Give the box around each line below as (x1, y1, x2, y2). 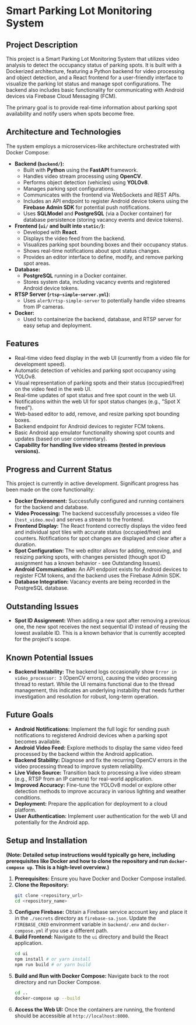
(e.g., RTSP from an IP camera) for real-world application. (14, 775, 153, 782)
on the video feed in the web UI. (14, 385, 92, 393)
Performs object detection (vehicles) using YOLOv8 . (23, 178, 149, 185)
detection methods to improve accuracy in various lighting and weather (14, 787, 186, 794)
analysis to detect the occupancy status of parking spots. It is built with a (6, 61, 182, 68)
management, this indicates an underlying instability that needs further (14, 687, 185, 694)
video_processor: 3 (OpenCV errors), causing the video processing (14, 675, 177, 682)
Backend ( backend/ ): (14, 160, 64, 167)
